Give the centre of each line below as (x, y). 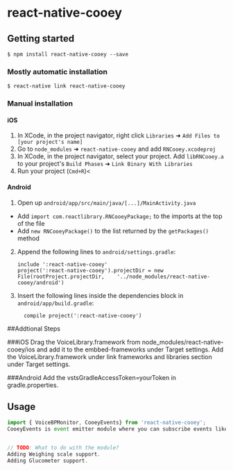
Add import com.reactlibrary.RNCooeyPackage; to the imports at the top (120, 216)
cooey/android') (41, 283)
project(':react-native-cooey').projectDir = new (90, 270)
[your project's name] (50, 142)
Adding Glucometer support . (48, 461)
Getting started (41, 39)
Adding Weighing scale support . (54, 454)
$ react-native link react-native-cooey (67, 86)
